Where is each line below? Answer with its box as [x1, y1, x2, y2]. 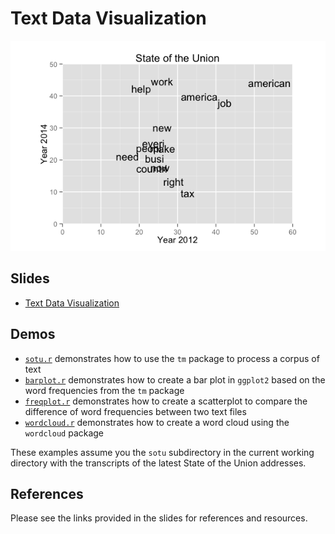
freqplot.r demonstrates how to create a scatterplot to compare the [24, 395, 308, 407]
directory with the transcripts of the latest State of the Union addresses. [10, 457, 307, 469]
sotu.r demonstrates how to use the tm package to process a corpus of [24, 352, 320, 364]
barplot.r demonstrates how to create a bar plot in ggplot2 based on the [24, 373, 326, 386]
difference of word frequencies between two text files [24, 405, 247, 417]
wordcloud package [24, 427, 105, 439]
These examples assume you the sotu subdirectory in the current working [10, 446, 315, 458]
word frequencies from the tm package [24, 384, 185, 396]
